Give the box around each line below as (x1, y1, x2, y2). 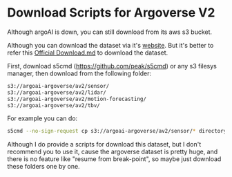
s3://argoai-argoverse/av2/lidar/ (7, 88, 107, 96)
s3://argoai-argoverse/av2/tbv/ (7, 102, 100, 109)
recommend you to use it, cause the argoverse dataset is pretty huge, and (7, 147, 218, 156)
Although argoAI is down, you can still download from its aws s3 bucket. (7, 28, 213, 36)
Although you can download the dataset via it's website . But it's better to (7, 41, 214, 49)
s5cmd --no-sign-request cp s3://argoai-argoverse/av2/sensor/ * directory (7, 128, 227, 135)
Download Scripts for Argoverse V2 (7, 5, 215, 21)
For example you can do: (7, 114, 78, 122)
